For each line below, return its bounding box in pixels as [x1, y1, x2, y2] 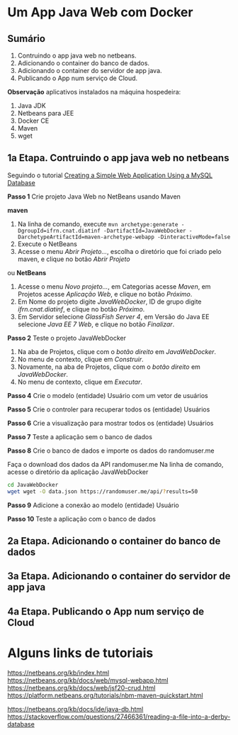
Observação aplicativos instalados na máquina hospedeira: [7, 88, 181, 96]
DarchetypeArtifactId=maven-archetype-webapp [17, 233, 154, 241]
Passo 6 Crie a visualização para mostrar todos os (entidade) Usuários [7, 419, 214, 427]
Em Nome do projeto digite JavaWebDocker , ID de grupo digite [17, 297, 202, 306]
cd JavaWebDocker [7, 481, 59, 488]
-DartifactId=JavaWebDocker [103, 227, 186, 234]
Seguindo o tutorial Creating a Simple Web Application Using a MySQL [7, 171, 213, 179]
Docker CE [17, 116, 50, 125]
